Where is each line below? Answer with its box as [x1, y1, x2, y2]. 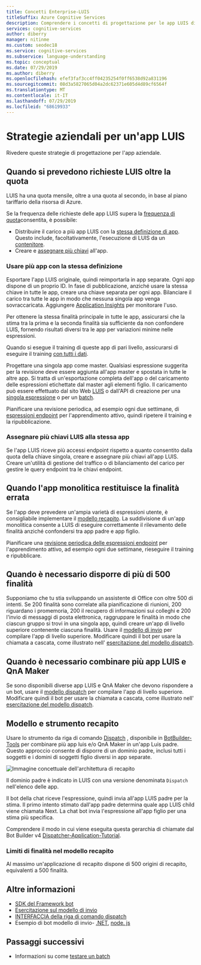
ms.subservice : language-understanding [6, 53, 106, 59]
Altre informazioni [6, 884, 75, 894]
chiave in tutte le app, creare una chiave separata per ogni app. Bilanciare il [6, 289, 192, 296]
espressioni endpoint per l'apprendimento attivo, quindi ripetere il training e [6, 412, 192, 419]
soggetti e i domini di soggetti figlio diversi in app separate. [6, 754, 153, 761]
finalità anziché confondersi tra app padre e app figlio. [6, 528, 140, 535]
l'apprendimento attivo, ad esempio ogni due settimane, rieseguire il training [6, 546, 194, 553]
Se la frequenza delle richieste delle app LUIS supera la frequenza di [6, 210, 175, 217]
